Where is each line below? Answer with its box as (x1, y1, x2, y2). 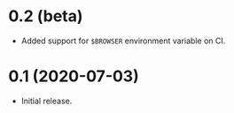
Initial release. (20, 95, 73, 106)
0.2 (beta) (8, 6, 83, 26)
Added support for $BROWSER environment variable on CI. (20, 35, 226, 46)
